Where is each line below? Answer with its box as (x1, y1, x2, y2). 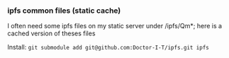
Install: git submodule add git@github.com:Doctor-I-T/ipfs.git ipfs (7, 43, 209, 52)
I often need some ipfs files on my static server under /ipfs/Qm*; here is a (7, 22, 222, 30)
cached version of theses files (7, 29, 96, 37)
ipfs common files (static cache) (7, 6, 121, 16)
